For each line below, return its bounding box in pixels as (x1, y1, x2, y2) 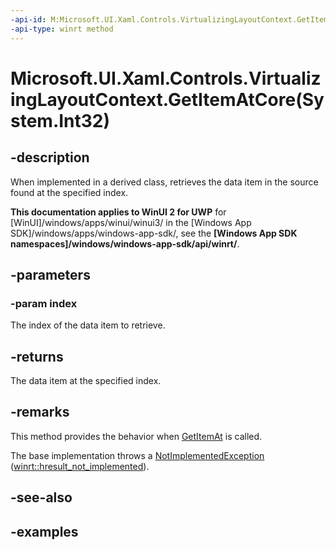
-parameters (10, 266, 91, 283)
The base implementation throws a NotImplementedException (10, 449, 265, 461)
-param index (10, 296, 78, 310)
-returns (10, 348, 64, 365)
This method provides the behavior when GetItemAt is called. (10, 430, 263, 442)
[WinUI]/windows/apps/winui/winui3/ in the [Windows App (10, 216, 252, 228)
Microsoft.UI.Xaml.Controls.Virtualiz (10, 67, 322, 90)
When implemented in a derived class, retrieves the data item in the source (10, 176, 319, 188)
